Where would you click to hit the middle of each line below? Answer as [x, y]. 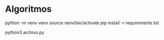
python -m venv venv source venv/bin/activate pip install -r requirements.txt [82, 23]
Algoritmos [28, 9]
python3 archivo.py [25, 32]
